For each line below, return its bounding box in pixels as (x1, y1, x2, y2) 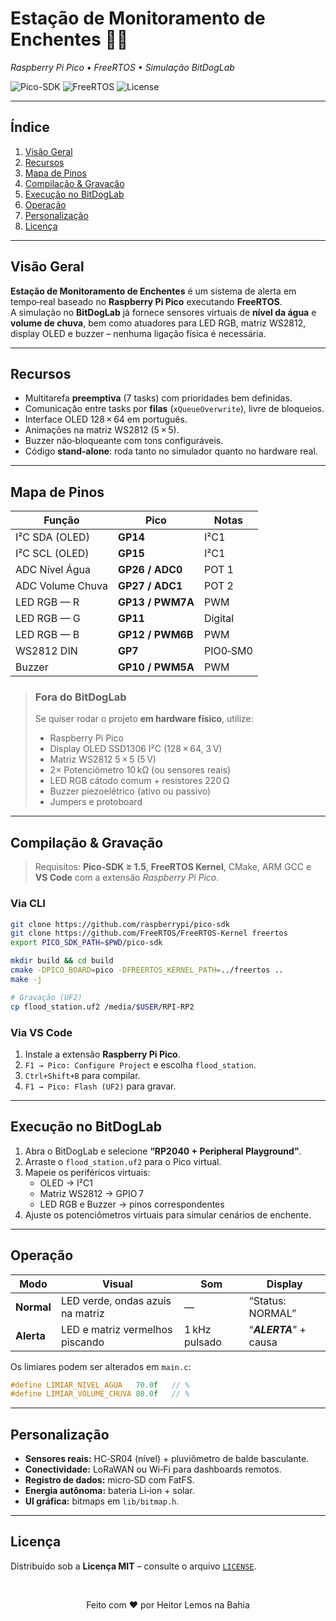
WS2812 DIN (15, 644, 78, 658)
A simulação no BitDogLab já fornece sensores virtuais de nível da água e (10, 306, 317, 318)
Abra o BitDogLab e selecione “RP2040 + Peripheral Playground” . (24, 1145, 302, 1157)
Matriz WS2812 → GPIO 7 (39, 1187, 144, 1199)
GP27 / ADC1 (117, 579, 183, 593)
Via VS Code (10, 1025, 73, 1039)
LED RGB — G (15, 612, 81, 626)
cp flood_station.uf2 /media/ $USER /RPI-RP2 (10, 1002, 195, 1012)
